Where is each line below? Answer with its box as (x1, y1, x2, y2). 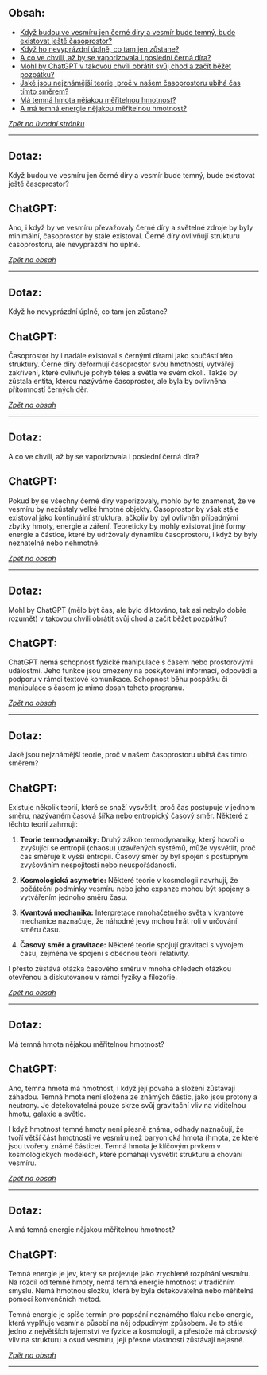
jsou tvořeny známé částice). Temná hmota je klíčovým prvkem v (8, 1141, 221, 1151)
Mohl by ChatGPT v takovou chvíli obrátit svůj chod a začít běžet (19, 61, 232, 71)
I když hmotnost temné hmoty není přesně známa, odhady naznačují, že (8, 1124, 244, 1133)
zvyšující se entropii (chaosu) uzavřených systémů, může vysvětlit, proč (19, 842, 256, 853)
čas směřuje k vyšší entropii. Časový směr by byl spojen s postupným (19, 851, 249, 861)
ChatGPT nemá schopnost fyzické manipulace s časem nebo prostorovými (8, 657, 253, 667)
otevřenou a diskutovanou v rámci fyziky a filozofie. (8, 972, 177, 982)
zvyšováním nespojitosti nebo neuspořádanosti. (19, 860, 177, 870)
